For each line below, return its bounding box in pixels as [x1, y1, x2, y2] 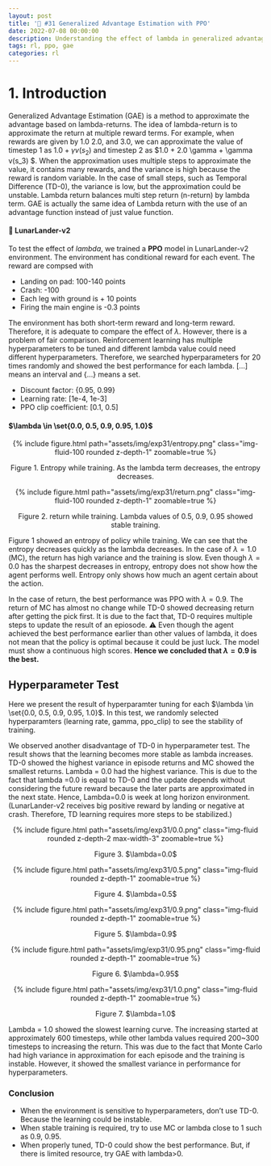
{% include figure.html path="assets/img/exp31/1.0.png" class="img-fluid [13, 984, 258, 994]
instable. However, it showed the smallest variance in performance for [8, 1059, 241, 1068]
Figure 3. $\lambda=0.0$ [94, 849, 177, 859]
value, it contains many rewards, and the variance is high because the [8, 164, 240, 174]
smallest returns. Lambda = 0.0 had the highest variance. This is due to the [8, 766, 258, 776]
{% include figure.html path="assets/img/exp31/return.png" [15, 487, 214, 497]
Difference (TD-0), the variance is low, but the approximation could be [8, 181, 242, 191]
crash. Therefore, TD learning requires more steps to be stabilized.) [8, 809, 232, 819]
